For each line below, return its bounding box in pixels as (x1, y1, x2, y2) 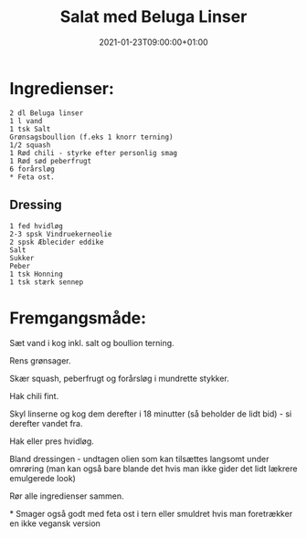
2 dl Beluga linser (9, 108, 84, 118)
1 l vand (9, 116, 43, 125)
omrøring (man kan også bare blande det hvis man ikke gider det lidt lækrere (9, 463, 298, 474)
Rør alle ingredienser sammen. (9, 491, 124, 501)
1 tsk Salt (9, 124, 51, 133)
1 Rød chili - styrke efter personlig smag (9, 148, 178, 157)
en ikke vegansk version (9, 518, 101, 529)
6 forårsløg (9, 164, 55, 174)
